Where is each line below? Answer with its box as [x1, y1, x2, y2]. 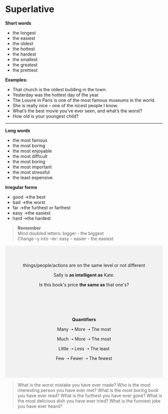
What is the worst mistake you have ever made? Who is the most [17, 382, 151, 388]
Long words [5, 127, 30, 133]
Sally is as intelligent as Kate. [53, 272, 115, 278]
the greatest [12, 62, 38, 68]
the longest [12, 30, 36, 36]
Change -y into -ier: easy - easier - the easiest [17, 236, 113, 242]
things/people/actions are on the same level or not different [22, 262, 145, 268]
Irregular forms [5, 184, 37, 190]
